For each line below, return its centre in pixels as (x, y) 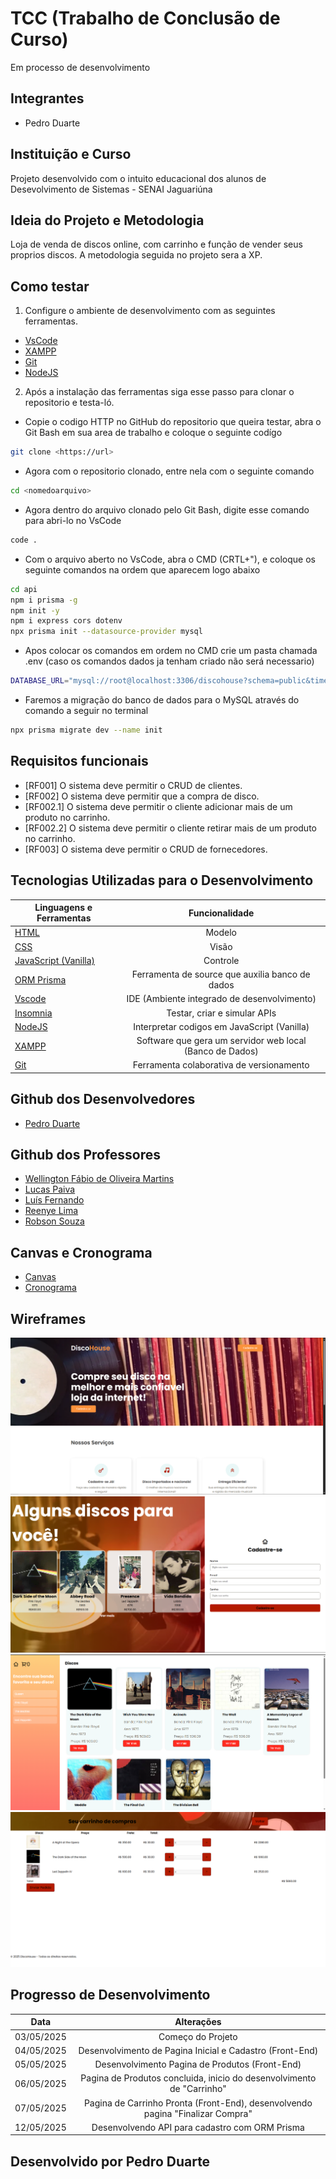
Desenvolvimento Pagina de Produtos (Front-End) (198, 2064)
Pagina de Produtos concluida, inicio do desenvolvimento (198, 2078)
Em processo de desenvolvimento (80, 67)
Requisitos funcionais (79, 761)
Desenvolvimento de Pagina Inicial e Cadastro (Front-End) (198, 2050)
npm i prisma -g (44, 600)
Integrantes (47, 98)
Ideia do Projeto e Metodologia (107, 220)
